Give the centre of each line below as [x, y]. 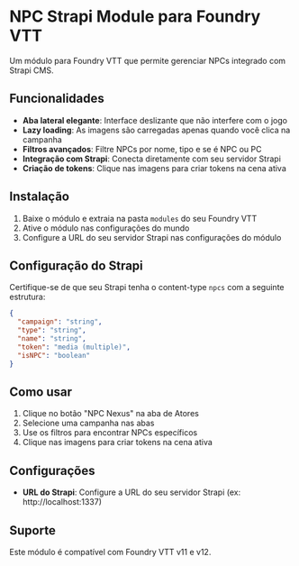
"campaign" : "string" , [60, 322]
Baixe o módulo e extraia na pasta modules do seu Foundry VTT [140, 218]
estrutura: [27, 297]
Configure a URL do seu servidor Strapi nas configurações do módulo [152, 237]
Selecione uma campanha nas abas [88, 423]
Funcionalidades [57, 99]
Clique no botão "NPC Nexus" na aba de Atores [111, 414]
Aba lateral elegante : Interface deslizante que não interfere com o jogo [155, 120]
